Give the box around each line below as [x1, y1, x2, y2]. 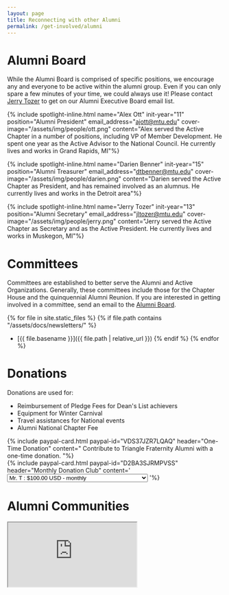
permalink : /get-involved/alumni [7, 23, 103, 30]
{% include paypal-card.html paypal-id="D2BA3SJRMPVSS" [7, 459, 178, 467]
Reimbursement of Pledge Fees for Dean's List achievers [16, 402, 178, 410]
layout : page [7, 10, 45, 17]
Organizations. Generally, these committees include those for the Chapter [7, 286, 215, 294]
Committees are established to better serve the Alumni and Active [7, 279, 193, 287]
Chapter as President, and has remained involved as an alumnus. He [7, 182, 200, 190]
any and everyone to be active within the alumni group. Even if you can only [7, 82, 221, 91]
